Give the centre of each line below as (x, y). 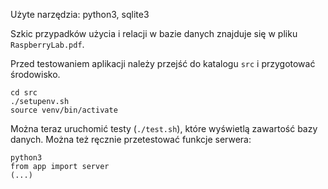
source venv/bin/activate (64, 110)
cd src (24, 93)
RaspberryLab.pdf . (47, 44)
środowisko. (35, 74)
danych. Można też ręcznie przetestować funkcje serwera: (131, 139)
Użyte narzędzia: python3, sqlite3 (80, 14)
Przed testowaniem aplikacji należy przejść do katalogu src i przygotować (163, 63)
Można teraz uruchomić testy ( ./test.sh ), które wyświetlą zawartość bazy (164, 128)
